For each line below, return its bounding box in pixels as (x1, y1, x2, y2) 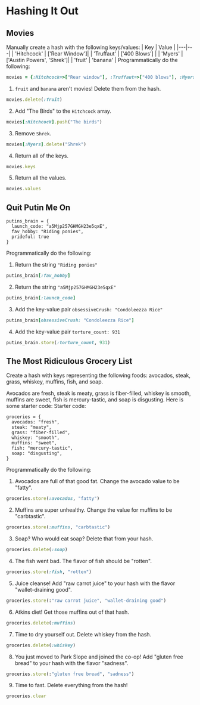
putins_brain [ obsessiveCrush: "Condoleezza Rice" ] (6, 317, 135, 323)
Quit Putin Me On (6, 202, 71, 212)
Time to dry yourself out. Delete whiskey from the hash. (14, 630, 152, 638)
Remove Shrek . (14, 129, 52, 137)
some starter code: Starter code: (6, 403, 86, 410)
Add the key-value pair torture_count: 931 (14, 328, 120, 335)
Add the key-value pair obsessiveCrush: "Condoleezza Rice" (14, 305, 163, 313)
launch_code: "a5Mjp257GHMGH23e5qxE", (11, 224, 108, 230)
